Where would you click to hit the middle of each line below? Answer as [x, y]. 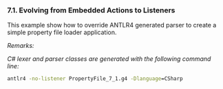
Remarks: [21, 46]
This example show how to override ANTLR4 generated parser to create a [112, 25]
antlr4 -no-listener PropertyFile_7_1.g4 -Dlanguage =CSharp [95, 79]
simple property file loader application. [62, 32]
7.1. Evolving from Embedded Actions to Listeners [91, 10]
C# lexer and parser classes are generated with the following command [109, 59]
